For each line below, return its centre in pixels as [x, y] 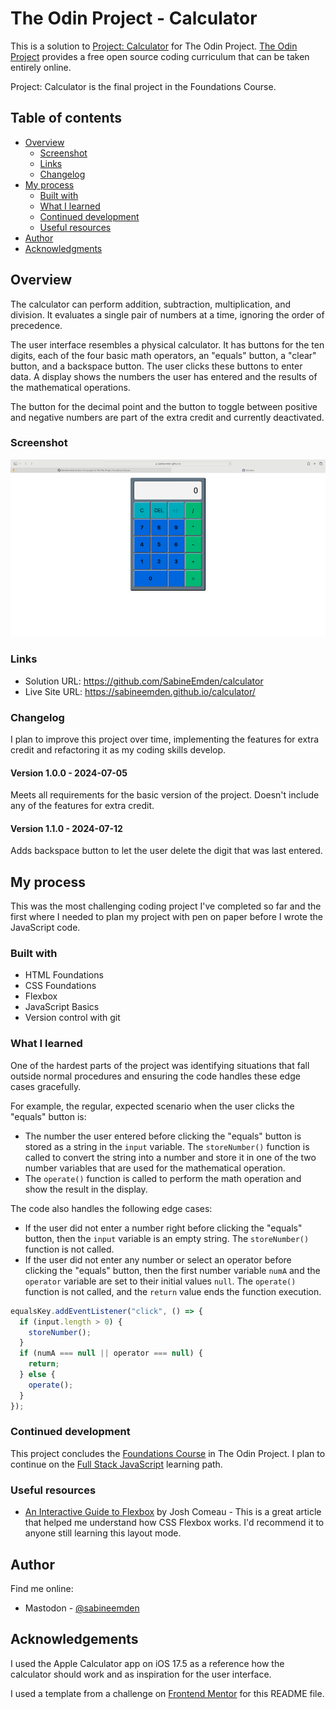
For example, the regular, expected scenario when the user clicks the [152, 1106]
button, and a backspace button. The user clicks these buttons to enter [156, 366]
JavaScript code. [45, 928]
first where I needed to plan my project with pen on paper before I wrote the [166, 917]
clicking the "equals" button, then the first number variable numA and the [172, 1270]
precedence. [36, 325]
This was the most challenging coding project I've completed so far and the [166, 906]
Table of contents [66, 118]
